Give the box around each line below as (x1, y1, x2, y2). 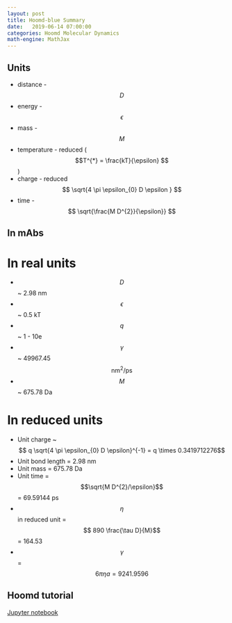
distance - (17, 80, 47, 88)
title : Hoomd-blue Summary (7, 17, 85, 24)
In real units (7, 255, 76, 271)
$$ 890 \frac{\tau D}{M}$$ (83, 526, 161, 534)
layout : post (7, 10, 45, 17)
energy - (17, 102, 43, 110)
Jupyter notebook (7, 608, 58, 616)
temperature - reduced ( (17, 145, 87, 154)
